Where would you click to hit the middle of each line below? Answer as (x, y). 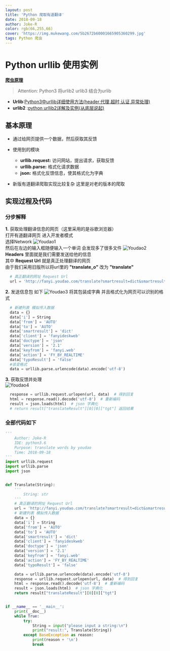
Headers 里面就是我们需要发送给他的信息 (48, 254)
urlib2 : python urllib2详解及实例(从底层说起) (58, 108)
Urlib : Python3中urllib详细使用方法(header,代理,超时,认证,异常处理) (81, 102)
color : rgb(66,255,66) (29, 29)
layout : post (19, 10)
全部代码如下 (21, 422)
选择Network (19, 242)
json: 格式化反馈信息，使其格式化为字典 (62, 173)
